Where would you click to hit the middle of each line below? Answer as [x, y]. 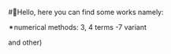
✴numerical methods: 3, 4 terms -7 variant [78, 27]
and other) [25, 42]
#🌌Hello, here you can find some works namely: [86, 12]
